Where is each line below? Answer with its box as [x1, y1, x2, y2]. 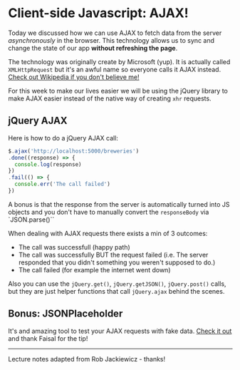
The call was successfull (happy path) [18, 242, 130, 251]
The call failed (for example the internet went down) [18, 265, 171, 274]
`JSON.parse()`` [8, 215, 55, 224]
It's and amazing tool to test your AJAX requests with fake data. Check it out [8, 327, 232, 335]
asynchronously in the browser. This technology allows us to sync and [8, 36, 215, 44]
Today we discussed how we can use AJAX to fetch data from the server [8, 29, 222, 37]
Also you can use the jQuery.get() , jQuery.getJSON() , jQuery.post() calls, [8, 279, 226, 288]
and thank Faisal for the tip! [8, 334, 88, 343]
